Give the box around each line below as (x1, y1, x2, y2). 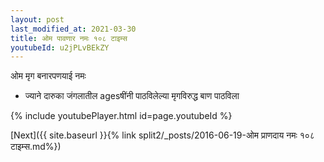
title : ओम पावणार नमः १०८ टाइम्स (10, 33, 128, 43)
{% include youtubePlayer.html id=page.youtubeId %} (10, 110, 233, 122)
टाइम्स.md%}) (10, 141, 62, 153)
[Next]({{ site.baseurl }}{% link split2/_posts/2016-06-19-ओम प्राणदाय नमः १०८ (10, 129, 315, 141)
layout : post (10, 14, 65, 25)
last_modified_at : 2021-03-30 (10, 24, 137, 34)
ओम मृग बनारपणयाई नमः (10, 70, 87, 82)
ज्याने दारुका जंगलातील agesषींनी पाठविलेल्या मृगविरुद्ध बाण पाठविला (24, 90, 240, 102)
